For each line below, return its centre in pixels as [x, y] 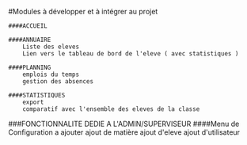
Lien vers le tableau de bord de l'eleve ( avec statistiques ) [131, 54]
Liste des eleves [51, 47]
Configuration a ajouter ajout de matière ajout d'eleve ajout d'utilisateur [124, 132]
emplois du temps [51, 74]
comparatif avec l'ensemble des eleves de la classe [111, 109]
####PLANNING [30, 67]
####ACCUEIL [28, 26]
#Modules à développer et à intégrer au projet [83, 11]
